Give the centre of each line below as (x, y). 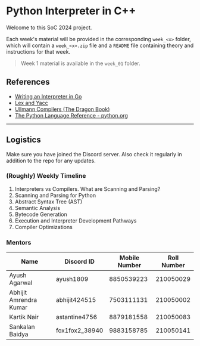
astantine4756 (76, 317)
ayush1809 (72, 279)
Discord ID (80, 262)
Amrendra (23, 300)
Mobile (129, 258)
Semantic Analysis (37, 208)
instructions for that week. (38, 51)
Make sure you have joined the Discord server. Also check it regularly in (94, 154)
